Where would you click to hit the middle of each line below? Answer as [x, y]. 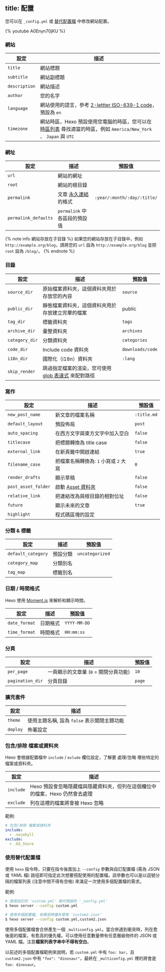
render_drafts [24, 477]
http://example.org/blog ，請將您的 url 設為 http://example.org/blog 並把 [81, 245]
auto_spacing [23, 433]
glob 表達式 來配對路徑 [69, 375]
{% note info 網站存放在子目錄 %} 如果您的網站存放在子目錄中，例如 [74, 239]
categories [135, 340]
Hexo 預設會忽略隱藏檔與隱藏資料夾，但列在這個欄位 [91, 786]
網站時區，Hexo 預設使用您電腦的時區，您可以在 [96, 122]
